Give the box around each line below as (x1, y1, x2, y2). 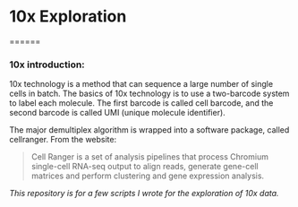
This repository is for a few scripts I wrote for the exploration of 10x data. (9, 188, 279, 199)
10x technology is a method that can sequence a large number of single (9, 79, 274, 90)
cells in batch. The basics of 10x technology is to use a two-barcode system (9, 88, 290, 99)
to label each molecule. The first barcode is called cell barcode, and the (9, 98, 274, 108)
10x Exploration (9, 6, 127, 27)
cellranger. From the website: (9, 134, 117, 145)
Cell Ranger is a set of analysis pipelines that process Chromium (30, 151, 268, 162)
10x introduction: (9, 58, 85, 71)
